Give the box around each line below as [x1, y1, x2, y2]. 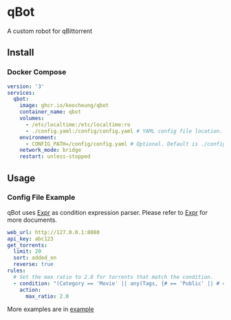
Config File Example [7, 193, 76, 203]
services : [7, 89, 36, 96]
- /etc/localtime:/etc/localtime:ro [25, 121, 131, 128]
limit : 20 [13, 248, 41, 255]
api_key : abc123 [7, 235, 54, 242]
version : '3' [7, 83, 45, 90]
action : [19, 286, 41, 293]
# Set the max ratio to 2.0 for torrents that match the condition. [13, 273, 214, 280]
